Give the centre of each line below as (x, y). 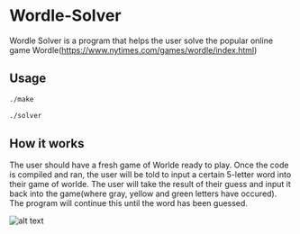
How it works (47, 144)
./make (22, 99)
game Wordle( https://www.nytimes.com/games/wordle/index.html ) (133, 49)
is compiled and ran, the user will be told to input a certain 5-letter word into (150, 175)
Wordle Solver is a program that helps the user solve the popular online (141, 40)
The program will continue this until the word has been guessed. (128, 203)
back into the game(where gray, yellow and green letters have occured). (143, 193)
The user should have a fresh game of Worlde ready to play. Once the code (149, 165)
